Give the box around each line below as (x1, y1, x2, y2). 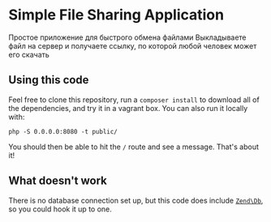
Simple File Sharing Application (8, 6, 225, 24)
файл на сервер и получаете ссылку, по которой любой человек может (8, 41, 257, 50)
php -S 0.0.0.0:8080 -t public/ (8, 127, 118, 135)
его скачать (8, 49, 50, 59)
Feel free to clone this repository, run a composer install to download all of (8, 95, 260, 105)
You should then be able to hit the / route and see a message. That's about (8, 142, 260, 152)
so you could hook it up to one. (8, 204, 112, 214)
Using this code (8, 73, 89, 87)
